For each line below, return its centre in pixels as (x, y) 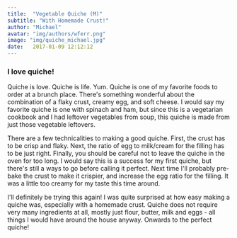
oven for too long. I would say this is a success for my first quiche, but (110, 161)
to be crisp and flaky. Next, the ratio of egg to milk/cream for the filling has (116, 146)
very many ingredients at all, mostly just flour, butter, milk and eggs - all (111, 212)
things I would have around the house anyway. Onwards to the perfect (110, 220)
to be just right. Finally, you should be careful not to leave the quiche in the (116, 154)
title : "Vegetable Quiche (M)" (55, 14)
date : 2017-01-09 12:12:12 (50, 47)
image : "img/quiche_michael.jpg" (57, 40)
